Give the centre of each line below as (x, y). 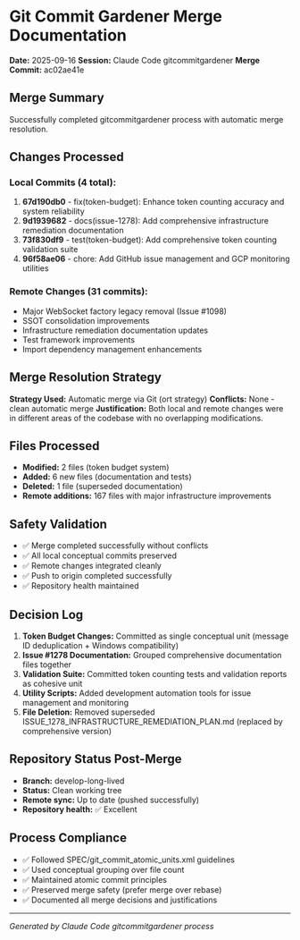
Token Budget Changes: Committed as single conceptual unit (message (155, 636)
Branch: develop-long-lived (73, 781)
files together (47, 665)
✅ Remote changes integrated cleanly (92, 566)
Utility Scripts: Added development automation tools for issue (137, 693)
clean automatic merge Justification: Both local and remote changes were (146, 408)
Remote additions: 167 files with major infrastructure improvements (147, 496)
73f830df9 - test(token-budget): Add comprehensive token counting (150, 240)
